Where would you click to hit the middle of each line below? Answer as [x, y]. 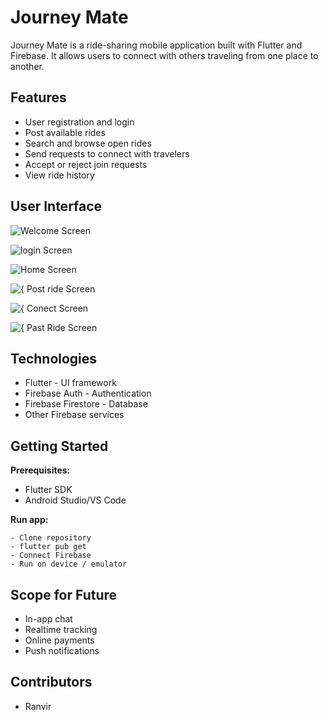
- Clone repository [51, 538]
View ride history [59, 175]
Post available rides [65, 132]
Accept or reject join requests [86, 164]
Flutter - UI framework [70, 383]
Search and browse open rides [88, 143]
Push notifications [62, 650]
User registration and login [79, 122]
